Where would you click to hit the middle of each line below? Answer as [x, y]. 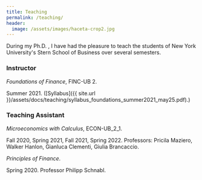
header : [16, 23]
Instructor [21, 68]
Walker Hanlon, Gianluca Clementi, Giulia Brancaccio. [73, 147]
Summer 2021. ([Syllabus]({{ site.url [51, 93]
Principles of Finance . [34, 158]
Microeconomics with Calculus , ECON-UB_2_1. [64, 128]
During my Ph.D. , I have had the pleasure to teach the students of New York [101, 46]
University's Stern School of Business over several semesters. [84, 53]
